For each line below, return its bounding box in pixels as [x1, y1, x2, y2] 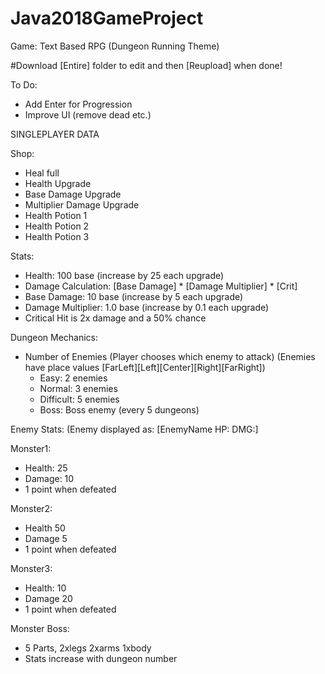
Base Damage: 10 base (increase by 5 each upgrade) [24, 290, 244, 302]
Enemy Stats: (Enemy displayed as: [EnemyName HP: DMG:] [10, 423, 259, 435]
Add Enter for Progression [24, 98, 133, 110]
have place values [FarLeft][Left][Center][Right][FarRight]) [24, 361, 266, 373]
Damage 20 [24, 592, 73, 604]
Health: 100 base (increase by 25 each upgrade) [24, 269, 225, 281]
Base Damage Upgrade [24, 188, 122, 200]
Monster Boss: [10, 622, 70, 634]
